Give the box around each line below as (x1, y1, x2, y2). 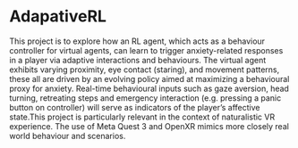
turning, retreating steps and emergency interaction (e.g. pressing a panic (9, 92, 282, 103)
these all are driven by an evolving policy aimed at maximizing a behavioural (9, 73, 290, 84)
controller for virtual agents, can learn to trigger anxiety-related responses (9, 45, 284, 55)
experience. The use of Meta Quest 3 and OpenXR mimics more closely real (9, 120, 289, 131)
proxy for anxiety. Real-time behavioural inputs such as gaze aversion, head (9, 83, 289, 94)
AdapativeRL (9, 6, 107, 27)
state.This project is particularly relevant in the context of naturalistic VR (9, 111, 276, 122)
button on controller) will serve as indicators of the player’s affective (9, 102, 260, 112)
